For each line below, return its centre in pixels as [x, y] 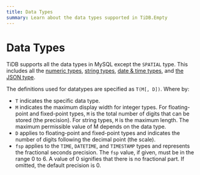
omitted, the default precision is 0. [58, 165]
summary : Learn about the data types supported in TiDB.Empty [87, 18]
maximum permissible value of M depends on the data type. [91, 127]
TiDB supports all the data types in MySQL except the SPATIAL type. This [97, 64]
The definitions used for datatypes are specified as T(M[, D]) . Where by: [98, 89]
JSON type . [21, 77]
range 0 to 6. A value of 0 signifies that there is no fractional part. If [100, 159]
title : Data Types [30, 12]
